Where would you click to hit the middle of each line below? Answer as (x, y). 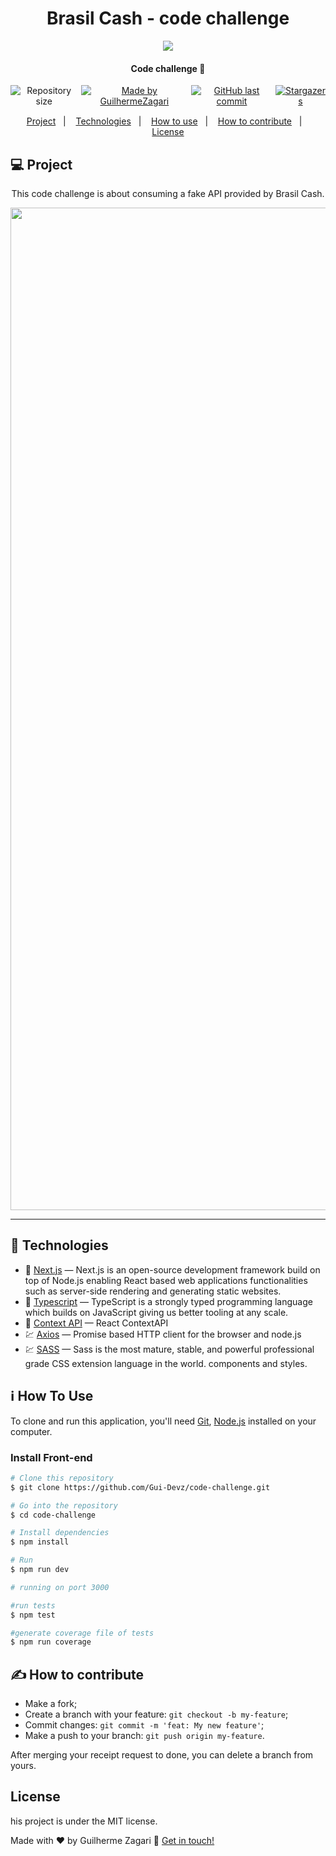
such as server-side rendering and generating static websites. (153, 1291)
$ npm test (33, 1615)
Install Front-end (51, 1457)
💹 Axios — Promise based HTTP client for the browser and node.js (163, 1334)
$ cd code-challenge (53, 1515)
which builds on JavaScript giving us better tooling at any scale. (156, 1312)
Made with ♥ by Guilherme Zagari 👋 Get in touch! (112, 1840)
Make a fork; (51, 1704)
